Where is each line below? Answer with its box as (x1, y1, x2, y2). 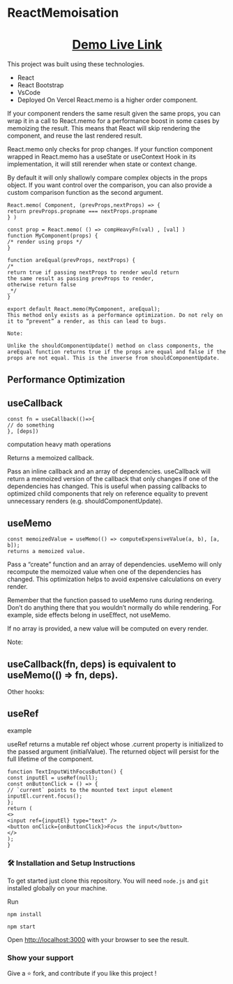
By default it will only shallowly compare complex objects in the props (7, 173, 208, 182)
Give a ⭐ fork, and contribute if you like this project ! (7, 969, 157, 978)
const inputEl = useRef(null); (7, 774, 98, 781)
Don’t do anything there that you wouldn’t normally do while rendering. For (7, 603, 222, 612)
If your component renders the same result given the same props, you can (7, 110, 221, 118)
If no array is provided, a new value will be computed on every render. (7, 624, 209, 633)
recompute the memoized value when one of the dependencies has (7, 568, 202, 576)
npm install (7, 911, 42, 918)
